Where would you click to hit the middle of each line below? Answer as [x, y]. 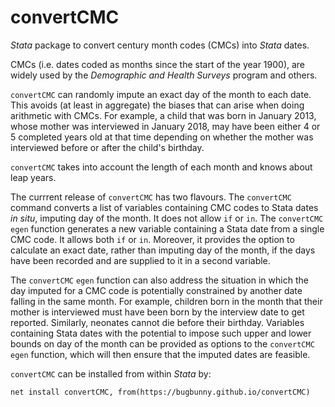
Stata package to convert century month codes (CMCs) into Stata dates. [160, 45]
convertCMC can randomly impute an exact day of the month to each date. [161, 94]
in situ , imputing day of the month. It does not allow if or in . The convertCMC [167, 218]
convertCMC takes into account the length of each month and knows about [161, 167]
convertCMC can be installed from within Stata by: [111, 373]
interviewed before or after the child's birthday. [107, 147]
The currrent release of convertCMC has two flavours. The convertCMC [151, 197]
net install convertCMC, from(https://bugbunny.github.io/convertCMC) [160, 392]
